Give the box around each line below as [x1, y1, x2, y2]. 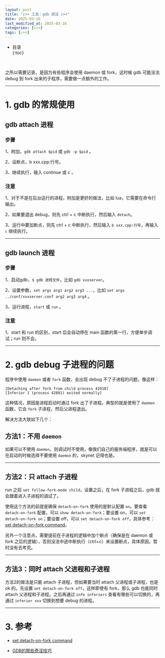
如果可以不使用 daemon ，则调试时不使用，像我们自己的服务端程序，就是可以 [5, 446, 157, 452]
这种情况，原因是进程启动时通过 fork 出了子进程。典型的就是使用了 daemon [5, 400, 155, 406]
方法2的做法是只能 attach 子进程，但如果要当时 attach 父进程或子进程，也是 [5, 579, 159, 585]
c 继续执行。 [5, 228, 30, 234]
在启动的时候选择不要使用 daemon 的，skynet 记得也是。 [5, 452, 117, 458]
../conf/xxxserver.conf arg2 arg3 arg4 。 [5, 293, 92, 299]
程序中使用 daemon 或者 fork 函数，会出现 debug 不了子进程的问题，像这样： [5, 376, 160, 382]
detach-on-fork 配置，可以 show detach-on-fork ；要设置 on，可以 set [5, 509, 146, 515]
